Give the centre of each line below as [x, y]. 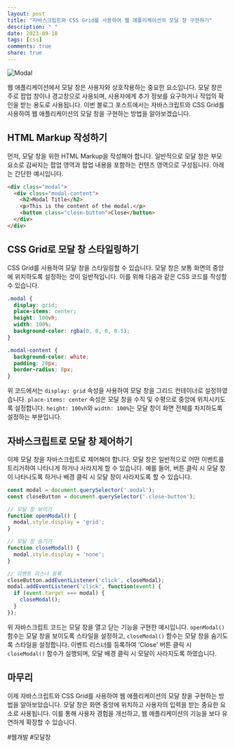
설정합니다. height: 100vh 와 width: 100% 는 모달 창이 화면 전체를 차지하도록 [119, 408]
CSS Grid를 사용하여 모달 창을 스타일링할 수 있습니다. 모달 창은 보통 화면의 [109, 268]
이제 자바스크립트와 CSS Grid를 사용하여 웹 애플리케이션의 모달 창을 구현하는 [112, 695]
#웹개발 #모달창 [29, 737]
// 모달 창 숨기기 [30, 542]
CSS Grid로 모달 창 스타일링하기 [73, 250]
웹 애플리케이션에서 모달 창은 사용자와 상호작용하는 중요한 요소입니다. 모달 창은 [115, 87]
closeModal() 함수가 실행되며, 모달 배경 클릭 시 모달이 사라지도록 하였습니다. [112, 653]
